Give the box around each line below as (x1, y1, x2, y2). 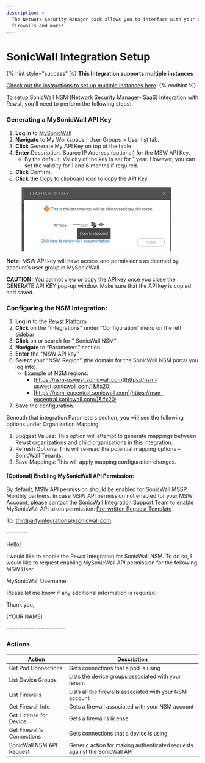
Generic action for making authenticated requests (69, 741, 193, 748)
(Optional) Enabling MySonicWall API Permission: (6, 472, 134, 480)
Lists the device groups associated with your (69, 673, 181, 681)
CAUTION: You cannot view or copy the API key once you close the (6, 276, 176, 283)
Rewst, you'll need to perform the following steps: (6, 100, 131, 108)
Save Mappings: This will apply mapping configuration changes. (15, 458, 177, 465)
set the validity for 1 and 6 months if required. (24, 162, 138, 169)
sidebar (15, 330, 35, 338)
